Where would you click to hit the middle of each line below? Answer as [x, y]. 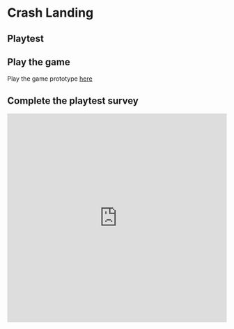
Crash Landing [50, 13]
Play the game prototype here [50, 79]
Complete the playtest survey [73, 101]
